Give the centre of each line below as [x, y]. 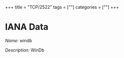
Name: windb [19, 40]
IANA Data [27, 27]
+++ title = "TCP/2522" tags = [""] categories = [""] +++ [62, 7]
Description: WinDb [25, 50]
